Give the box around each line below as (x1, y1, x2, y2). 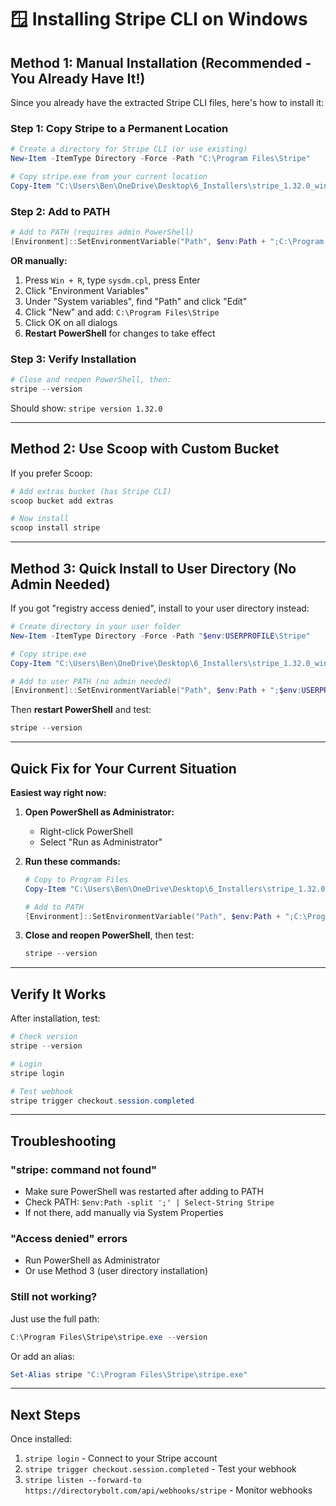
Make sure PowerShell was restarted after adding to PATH (24, 1186, 264, 1198)
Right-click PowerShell (39, 825, 133, 837)
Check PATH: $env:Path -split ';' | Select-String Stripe (24, 1196, 275, 1208)
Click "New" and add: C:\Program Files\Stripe (24, 306, 220, 318)
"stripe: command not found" (10, 1162, 157, 1176)
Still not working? (10, 1290, 98, 1304)
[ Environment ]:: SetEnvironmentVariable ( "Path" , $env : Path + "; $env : (10, 686, 302, 696)
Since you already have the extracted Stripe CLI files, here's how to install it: (10, 97, 325, 108)
